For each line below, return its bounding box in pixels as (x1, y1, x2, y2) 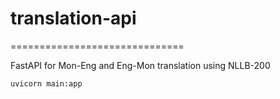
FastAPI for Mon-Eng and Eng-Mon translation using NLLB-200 (10, 59, 271, 71)
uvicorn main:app (10, 78, 83, 89)
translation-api (10, 7, 137, 30)
